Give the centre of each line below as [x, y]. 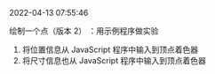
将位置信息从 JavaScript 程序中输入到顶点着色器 [110, 49]
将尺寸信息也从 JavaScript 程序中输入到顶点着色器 [114, 60]
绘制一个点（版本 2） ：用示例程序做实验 [84, 31]
